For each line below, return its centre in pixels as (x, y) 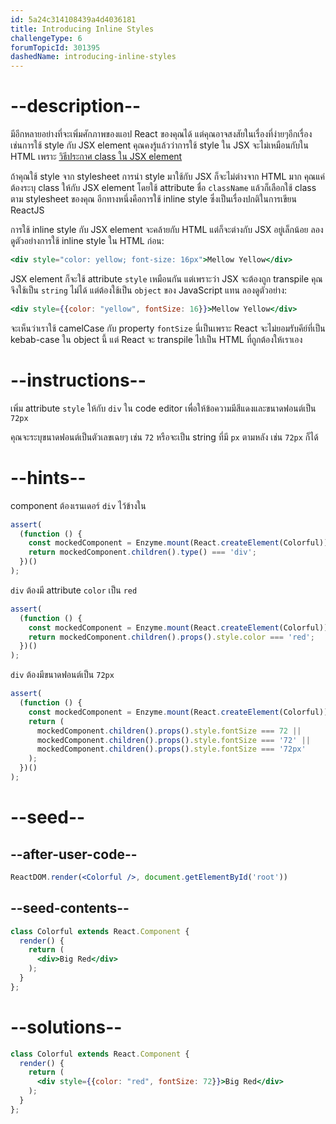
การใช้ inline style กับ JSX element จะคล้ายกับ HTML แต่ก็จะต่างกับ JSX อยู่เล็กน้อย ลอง (167, 230)
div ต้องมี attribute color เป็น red (74, 590)
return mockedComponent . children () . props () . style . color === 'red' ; (171, 637)
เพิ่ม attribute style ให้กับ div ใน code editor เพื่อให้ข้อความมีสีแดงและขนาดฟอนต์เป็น (163, 408)
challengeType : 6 (46, 38)
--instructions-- (78, 380)
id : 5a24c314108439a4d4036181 (73, 19)
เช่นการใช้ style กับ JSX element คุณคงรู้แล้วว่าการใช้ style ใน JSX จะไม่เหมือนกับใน (159, 145)
